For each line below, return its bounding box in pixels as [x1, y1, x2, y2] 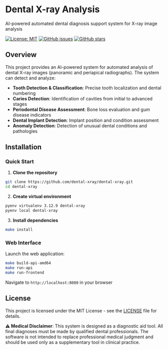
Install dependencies [12, 217, 59, 223]
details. [5, 313, 21, 319]
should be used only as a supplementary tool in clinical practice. [5, 339, 140, 345]
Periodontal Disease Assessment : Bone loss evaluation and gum [12, 106, 150, 113]
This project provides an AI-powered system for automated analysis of [5, 64, 153, 70]
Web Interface [5, 239, 42, 246]
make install [5, 227, 33, 232]
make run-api [5, 265, 33, 271]
